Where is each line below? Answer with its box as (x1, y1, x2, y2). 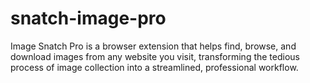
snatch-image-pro (10, 7, 167, 30)
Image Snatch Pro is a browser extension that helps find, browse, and (10, 40, 297, 52)
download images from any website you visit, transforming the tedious (10, 50, 300, 62)
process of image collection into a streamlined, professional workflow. (10, 61, 299, 73)
